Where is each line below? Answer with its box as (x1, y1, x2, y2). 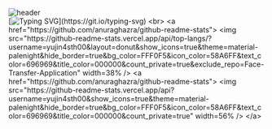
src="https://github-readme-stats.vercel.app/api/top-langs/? (8, 33, 213, 43)
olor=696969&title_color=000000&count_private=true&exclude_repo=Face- (8, 59, 265, 69)
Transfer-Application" (8, 68, 81, 77)
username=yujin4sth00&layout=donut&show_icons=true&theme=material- (8, 42, 259, 52)
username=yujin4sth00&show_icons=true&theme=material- (8, 94, 209, 103)
